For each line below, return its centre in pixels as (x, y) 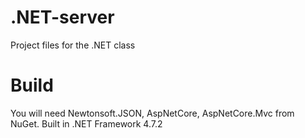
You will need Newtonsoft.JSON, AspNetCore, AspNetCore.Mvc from (152, 113)
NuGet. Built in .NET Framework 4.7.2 (86, 123)
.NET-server (62, 17)
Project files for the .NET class (73, 45)
